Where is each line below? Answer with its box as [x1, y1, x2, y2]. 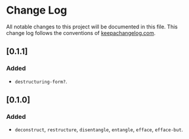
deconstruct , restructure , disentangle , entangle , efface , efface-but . [14, 126, 183, 133]
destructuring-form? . [14, 77, 67, 85]
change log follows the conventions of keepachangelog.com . [6, 29, 156, 36]
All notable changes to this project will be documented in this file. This [6, 23, 178, 30]
